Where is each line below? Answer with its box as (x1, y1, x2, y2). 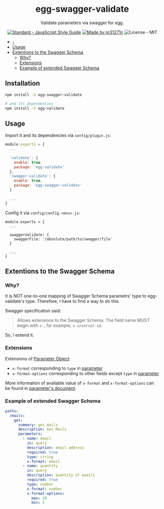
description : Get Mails (18, 427, 67, 432)
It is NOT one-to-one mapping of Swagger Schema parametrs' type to (5, 293, 147, 299)
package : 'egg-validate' (14, 164, 65, 169)
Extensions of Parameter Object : (5, 355, 71, 361)
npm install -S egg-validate (5, 106, 65, 111)
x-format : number (26, 486, 63, 491)
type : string (26, 454, 54, 459)
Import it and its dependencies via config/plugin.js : (5, 132, 111, 138)
